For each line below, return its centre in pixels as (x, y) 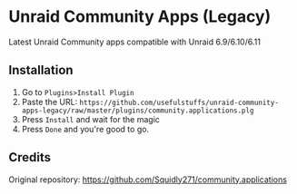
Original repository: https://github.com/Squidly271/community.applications (148, 179)
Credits (30, 157)
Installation (41, 70)
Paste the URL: (49, 102)
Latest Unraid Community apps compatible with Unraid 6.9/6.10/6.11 (134, 42)
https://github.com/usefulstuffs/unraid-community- (179, 102)
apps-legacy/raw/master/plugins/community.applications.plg (138, 111)
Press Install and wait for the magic (91, 119)
